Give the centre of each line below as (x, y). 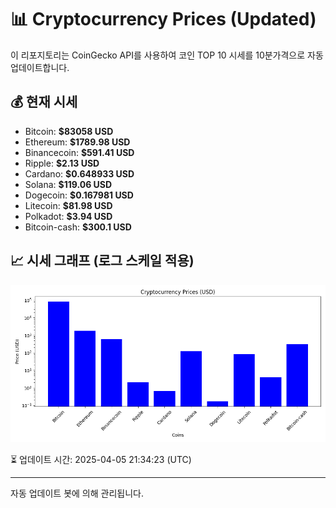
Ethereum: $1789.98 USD (77, 142)
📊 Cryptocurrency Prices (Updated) (163, 19)
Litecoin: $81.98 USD (68, 205)
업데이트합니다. (40, 67)
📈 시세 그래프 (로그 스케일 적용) (102, 261)
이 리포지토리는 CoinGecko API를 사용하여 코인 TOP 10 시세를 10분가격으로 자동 (167, 55)
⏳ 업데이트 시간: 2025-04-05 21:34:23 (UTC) (101, 459)
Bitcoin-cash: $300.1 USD (78, 227)
